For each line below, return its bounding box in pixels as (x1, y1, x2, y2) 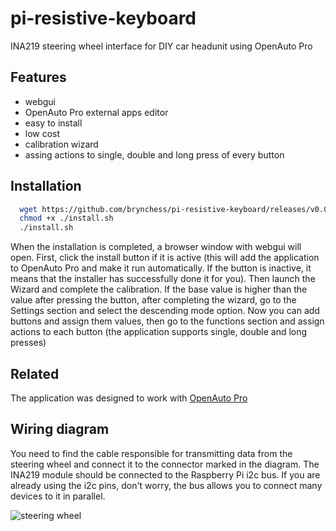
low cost (24, 127, 61, 139)
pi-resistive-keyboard (10, 7, 197, 30)
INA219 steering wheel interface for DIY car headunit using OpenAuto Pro (10, 40, 313, 52)
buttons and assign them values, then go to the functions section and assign (10, 315, 325, 327)
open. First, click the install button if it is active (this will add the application (10, 252, 320, 264)
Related (10, 365, 60, 382)
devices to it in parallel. (10, 490, 106, 502)
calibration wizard (24, 138, 99, 150)
